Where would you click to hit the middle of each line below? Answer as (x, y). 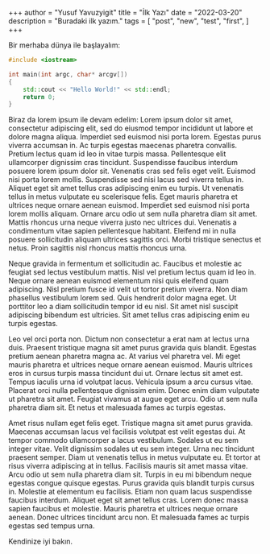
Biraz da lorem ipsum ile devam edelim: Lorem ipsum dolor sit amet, (121, 120)
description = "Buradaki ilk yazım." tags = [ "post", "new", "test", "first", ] (129, 21)
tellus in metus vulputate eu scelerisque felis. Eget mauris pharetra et (123, 196)
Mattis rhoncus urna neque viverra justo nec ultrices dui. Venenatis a (123, 222)
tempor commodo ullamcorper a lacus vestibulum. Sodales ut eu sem (124, 440)
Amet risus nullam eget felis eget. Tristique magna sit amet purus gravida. (131, 424)
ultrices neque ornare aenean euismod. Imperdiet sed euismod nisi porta (129, 205)
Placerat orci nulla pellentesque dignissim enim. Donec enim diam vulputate (134, 391)
